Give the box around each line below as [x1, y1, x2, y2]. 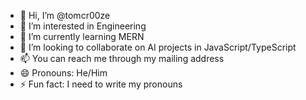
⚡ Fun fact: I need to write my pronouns [19, 78, 183, 90]
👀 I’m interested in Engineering [19, 20, 147, 32]
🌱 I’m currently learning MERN [19, 31, 145, 42]
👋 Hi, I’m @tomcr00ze [19, 10, 111, 21]
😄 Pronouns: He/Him [19, 67, 108, 79]
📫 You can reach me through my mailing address [19, 53, 225, 64]
